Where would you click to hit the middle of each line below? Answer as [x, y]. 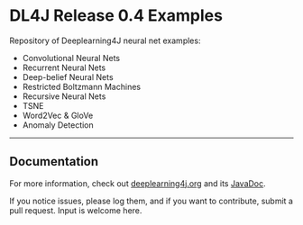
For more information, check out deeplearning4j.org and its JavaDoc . [138, 183]
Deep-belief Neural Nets [68, 76]
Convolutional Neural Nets [71, 58]
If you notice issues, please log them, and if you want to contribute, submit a [151, 201]
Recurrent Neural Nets [64, 67]
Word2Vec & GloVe [58, 115]
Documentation [54, 162]
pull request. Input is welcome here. [76, 210]
